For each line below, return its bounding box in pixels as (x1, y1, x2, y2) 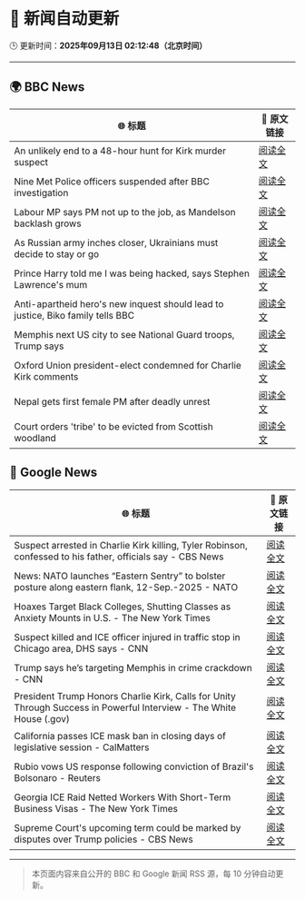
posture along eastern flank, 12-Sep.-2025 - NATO (14, 580, 239, 593)
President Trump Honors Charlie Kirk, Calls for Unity (14, 689, 236, 702)
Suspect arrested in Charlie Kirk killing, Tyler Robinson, (14, 538, 248, 551)
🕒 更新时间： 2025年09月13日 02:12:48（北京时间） (9, 40, 207, 51)
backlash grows (14, 217, 82, 230)
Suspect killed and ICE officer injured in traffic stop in (14, 630, 241, 643)
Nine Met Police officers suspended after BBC (14, 174, 211, 187)
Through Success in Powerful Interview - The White (14, 701, 237, 714)
